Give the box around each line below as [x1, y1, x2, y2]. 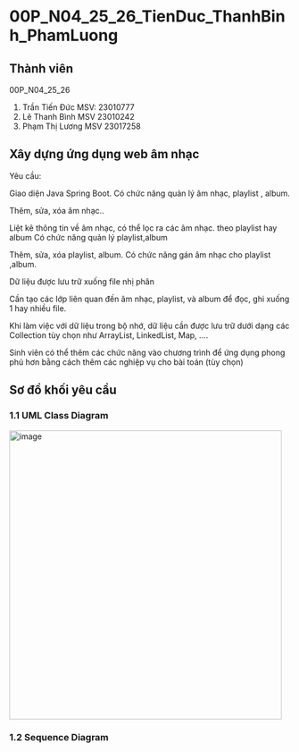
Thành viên [9, 61, 74, 76]
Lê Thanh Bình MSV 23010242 [21, 112, 136, 122]
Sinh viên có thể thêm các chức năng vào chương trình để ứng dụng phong [9, 347, 286, 358]
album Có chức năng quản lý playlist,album [9, 232, 168, 242]
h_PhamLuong [9, 25, 119, 46]
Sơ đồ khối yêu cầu [9, 383, 118, 398]
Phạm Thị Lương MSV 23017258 [21, 121, 141, 131]
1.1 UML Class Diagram [9, 410, 109, 422]
